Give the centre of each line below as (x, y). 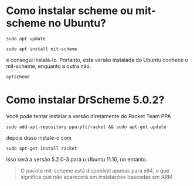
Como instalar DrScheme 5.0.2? (85, 100)
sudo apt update (26, 39)
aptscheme (18, 77)
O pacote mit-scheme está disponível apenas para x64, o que (95, 170)
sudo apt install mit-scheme (42, 49)
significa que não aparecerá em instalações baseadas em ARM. (97, 177)
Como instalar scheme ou (70, 11)
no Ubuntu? (77, 23)
